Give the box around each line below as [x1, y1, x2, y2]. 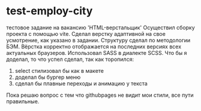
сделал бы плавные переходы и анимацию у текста [14, 79, 148, 87]
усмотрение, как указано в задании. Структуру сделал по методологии [6, 36, 191, 44]
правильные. [6, 97, 40, 105]
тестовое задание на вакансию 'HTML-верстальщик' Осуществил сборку [6, 24, 195, 31]
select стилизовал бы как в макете [14, 67, 104, 74]
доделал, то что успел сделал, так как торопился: [6, 55, 134, 63]
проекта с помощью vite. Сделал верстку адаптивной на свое [6, 30, 166, 37]
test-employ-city [6, 4, 93, 18]
